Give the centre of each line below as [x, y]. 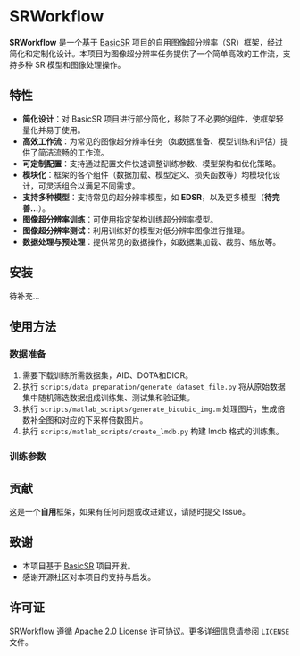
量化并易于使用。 [54, 130]
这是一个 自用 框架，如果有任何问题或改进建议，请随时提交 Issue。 [129, 511]
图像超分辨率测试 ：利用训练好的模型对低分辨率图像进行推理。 [136, 231]
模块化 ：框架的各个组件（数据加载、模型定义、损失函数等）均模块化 [147, 174]
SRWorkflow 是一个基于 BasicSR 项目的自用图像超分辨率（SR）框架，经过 [146, 42]
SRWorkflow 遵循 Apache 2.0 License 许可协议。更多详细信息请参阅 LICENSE [150, 631]
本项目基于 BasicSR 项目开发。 [79, 566]
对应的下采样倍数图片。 [104, 420]
